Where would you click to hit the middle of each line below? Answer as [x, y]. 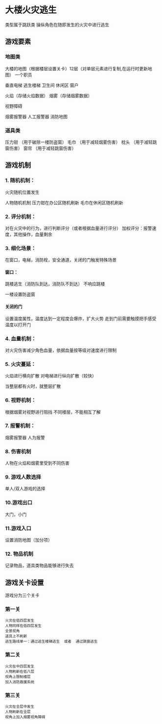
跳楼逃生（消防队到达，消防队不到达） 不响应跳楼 [55, 284]
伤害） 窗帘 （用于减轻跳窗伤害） [43, 148]
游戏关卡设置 [24, 583]
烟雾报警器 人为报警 [25, 437]
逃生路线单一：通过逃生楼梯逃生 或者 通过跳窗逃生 [51, 642]
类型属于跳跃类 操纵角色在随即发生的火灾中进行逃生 [57, 25]
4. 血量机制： [21, 338]
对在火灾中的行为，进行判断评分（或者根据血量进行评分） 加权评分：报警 [79, 228]
